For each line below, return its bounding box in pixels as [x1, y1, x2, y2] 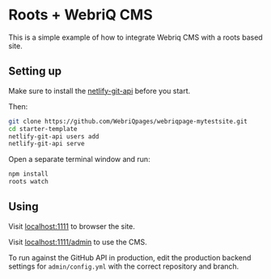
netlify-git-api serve [8, 140, 85, 148]
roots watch [8, 178, 49, 186]
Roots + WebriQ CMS [8, 6, 154, 24]
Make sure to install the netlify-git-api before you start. [8, 86, 191, 95]
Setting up [8, 65, 62, 78]
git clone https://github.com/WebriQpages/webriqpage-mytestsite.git [8, 117, 248, 125]
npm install [8, 170, 49, 179]
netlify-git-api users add [8, 132, 100, 141]
